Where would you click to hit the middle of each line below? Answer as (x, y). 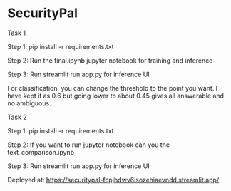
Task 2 (17, 117)
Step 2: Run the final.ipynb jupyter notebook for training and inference (110, 60)
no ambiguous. (29, 103)
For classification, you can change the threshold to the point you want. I (113, 88)
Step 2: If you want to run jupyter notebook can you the (88, 145)
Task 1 (17, 33)
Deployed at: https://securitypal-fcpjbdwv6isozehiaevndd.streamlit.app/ (113, 180)
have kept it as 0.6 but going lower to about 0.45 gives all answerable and (116, 95)
